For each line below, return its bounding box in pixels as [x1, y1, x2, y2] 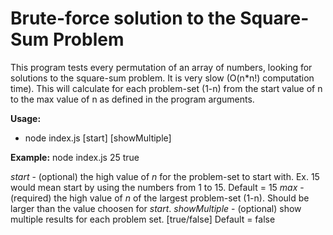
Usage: [10, 112, 42, 124]
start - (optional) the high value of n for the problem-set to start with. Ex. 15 [10, 170, 320, 182]
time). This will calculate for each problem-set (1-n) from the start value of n [10, 82, 323, 94]
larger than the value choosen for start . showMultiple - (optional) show [10, 202, 302, 214]
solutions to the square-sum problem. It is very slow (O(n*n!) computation [10, 72, 315, 84]
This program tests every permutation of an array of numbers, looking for [10, 61, 313, 73]
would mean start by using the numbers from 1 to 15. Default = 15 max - [10, 181, 305, 193]
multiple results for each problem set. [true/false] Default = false [10, 213, 276, 225]
